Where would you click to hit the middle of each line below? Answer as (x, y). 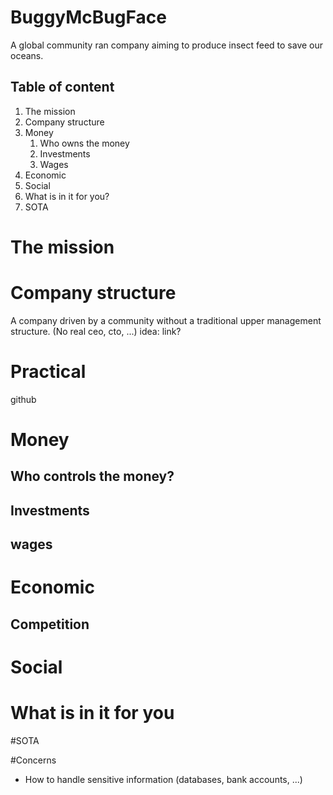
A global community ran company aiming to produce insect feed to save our (167, 45)
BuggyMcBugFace (88, 17)
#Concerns (33, 760)
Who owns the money (84, 143)
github (23, 399)
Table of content (62, 87)
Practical (48, 372)
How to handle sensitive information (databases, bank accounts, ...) (163, 779)
